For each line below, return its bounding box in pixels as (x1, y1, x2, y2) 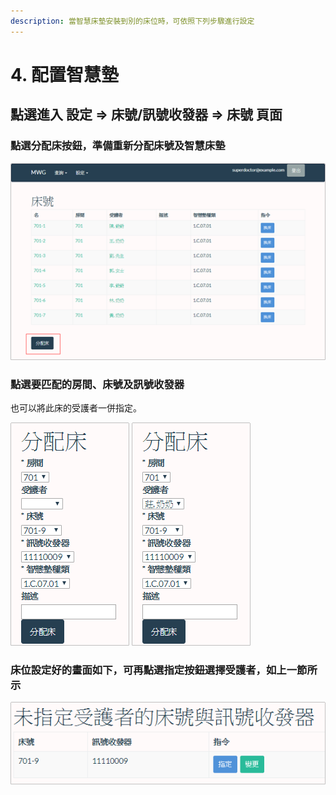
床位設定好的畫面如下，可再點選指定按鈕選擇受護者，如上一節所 (10, 663, 318, 677)
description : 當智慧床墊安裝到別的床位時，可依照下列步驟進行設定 (10, 16, 255, 26)
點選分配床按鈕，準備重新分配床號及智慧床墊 (10, 139, 226, 153)
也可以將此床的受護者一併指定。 (10, 402, 142, 414)
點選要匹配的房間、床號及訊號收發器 (10, 377, 185, 391)
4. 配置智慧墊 (10, 63, 120, 86)
